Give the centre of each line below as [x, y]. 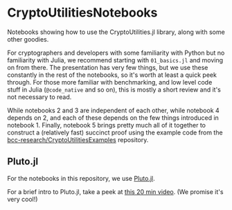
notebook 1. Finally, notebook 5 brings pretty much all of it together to [107, 125]
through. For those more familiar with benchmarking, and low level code [110, 82]
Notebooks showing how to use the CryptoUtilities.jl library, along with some [116, 32]
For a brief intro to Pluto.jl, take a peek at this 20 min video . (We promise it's [115, 191]
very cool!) [23, 199]
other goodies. [28, 39]
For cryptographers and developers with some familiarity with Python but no [116, 53]
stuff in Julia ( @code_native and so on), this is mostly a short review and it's [114, 89]
